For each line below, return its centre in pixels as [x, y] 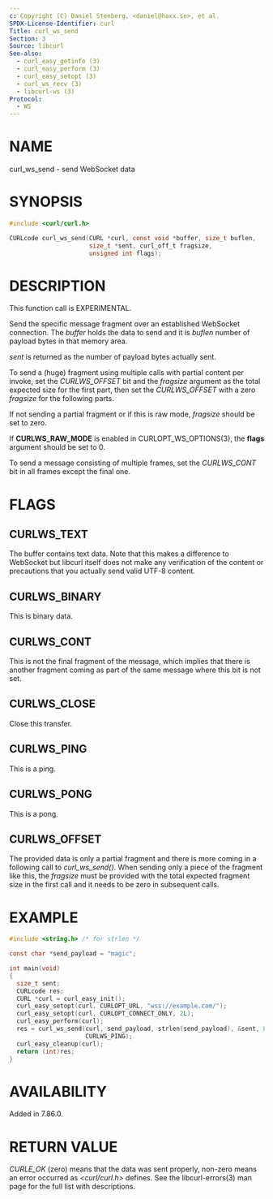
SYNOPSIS [46, 202]
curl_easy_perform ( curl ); [60, 1021]
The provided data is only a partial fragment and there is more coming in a [133, 859]
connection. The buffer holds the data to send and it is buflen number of [130, 333]
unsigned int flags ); [125, 253]
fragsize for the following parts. [62, 399]
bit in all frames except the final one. [70, 472]
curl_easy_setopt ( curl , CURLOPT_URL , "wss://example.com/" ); [122, 1006]
